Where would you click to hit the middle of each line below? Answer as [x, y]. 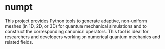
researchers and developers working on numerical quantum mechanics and [82, 37]
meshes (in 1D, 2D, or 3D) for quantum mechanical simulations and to [76, 26]
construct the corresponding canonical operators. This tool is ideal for [77, 31]
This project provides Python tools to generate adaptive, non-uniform [76, 21]
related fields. [19, 42]
